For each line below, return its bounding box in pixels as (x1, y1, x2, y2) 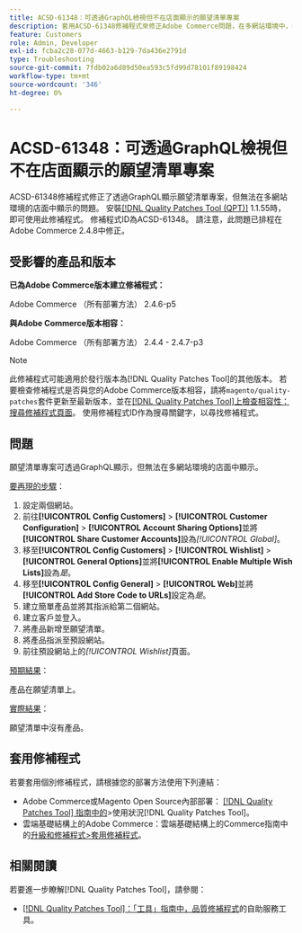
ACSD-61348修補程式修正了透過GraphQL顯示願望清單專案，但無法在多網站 (9, 191, 288, 202)
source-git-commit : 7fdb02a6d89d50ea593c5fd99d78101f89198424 (9, 64, 247, 73)
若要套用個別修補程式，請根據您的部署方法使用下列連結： (9, 777, 222, 787)
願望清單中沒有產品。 (9, 723, 88, 733)
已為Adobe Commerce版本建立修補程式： (9, 280, 165, 290)
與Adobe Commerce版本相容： (9, 318, 126, 329)
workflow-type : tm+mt (9, 72, 91, 81)
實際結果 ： (9, 703, 49, 715)
